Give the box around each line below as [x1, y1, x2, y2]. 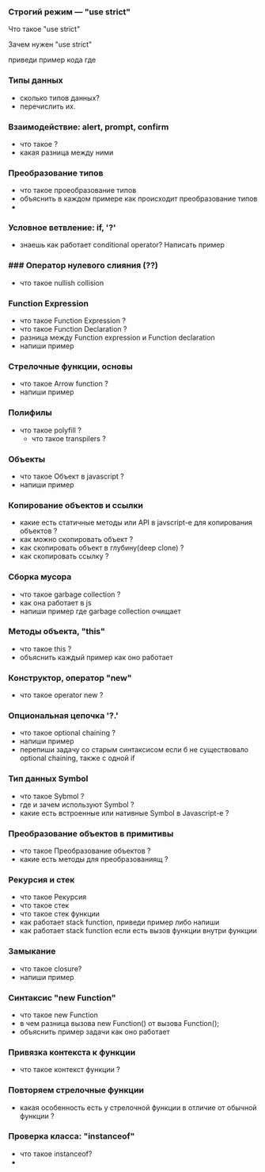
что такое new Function [19, 1010, 99, 1020]
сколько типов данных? [19, 93, 100, 102]
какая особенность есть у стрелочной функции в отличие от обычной [19, 1102, 257, 1112]
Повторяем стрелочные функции [8, 1085, 145, 1096]
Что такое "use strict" [8, 25, 81, 34]
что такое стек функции [19, 909, 100, 919]
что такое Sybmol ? [19, 791, 85, 801]
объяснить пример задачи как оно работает [19, 1027, 170, 1036]
